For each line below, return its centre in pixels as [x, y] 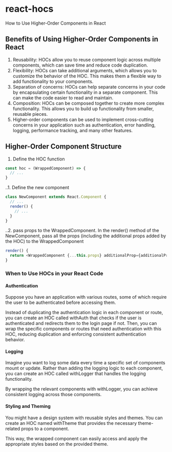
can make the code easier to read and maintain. [63, 97]
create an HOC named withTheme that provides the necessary [71, 423]
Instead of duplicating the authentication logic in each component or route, [84, 313]
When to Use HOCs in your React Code [54, 273]
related [13, 428]
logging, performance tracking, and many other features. [73, 130]
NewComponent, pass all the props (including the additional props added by [86, 236]
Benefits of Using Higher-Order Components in [82, 39]
